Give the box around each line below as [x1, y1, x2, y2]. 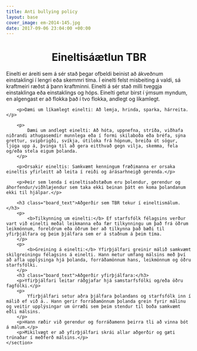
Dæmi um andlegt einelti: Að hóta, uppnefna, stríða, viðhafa [27, 128, 183, 134]
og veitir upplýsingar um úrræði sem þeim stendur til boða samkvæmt [6, 304, 181, 310]
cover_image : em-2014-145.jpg [6, 20, 81, 25]
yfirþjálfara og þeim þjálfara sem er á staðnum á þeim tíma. [6, 231, 162, 237]
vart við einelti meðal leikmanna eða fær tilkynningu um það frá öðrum [6, 221, 189, 227]
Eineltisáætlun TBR [51, 51, 147, 64]
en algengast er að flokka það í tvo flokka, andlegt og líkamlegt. [6, 95, 160, 102]
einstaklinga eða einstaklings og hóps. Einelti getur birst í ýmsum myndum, [6, 89, 188, 96]
